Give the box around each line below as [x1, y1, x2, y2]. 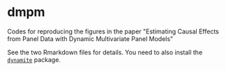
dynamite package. [7, 55, 61, 63]
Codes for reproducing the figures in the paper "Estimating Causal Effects [7, 27, 220, 35]
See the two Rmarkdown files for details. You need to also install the [7, 48, 203, 56]
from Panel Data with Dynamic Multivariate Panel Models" [7, 34, 174, 42]
